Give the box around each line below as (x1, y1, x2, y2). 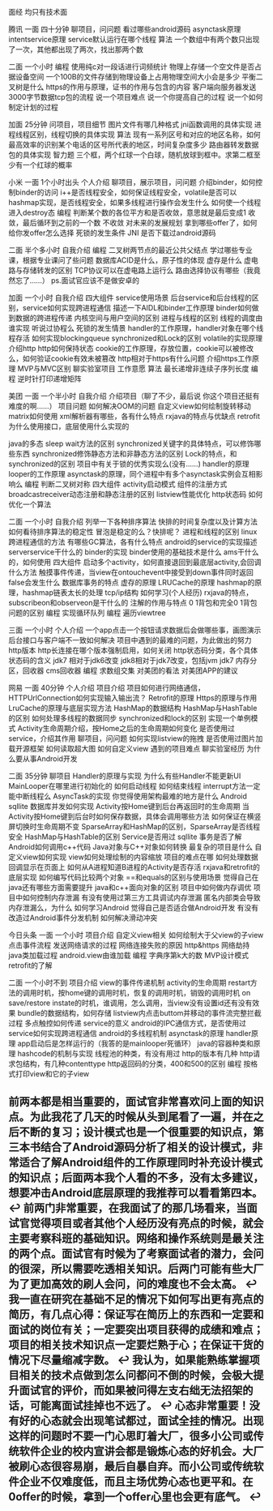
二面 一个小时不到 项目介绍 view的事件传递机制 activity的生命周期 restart (8, 978, 251, 987)
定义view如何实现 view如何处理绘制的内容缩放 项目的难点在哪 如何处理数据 (8, 852, 259, 862)
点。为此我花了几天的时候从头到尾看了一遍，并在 (8, 1110, 254, 1124)
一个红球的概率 (22, 161, 73, 169)
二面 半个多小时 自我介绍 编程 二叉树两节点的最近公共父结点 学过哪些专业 (8, 246, 253, 255)
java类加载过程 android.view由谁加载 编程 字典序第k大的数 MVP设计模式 (8, 951, 250, 960)
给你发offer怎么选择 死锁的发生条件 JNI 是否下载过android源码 (8, 228, 216, 238)
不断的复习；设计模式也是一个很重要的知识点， (19, 1125, 254, 1139)
